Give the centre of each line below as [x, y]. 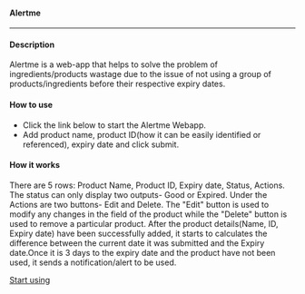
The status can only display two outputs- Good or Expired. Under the [138, 194]
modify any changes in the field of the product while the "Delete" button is [148, 214]
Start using [30, 279]
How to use [31, 105]
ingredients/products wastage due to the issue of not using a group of [141, 74]
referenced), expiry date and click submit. [101, 144]
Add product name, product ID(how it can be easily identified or [142, 134]
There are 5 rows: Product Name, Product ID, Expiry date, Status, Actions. [148, 185]
